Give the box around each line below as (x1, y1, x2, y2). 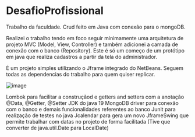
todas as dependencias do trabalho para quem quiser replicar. (6, 71, 155, 78)
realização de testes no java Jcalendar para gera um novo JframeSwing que (6, 112, 189, 119)
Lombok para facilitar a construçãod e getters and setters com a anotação (6, 93, 185, 100)
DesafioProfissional (6, 4, 104, 17)
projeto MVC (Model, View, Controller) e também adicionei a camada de (6, 41, 179, 48)
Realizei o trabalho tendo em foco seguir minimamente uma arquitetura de (6, 34, 184, 41)
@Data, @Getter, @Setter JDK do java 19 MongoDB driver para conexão (6, 99, 179, 106)
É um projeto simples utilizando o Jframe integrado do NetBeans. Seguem (6, 64, 183, 71)
